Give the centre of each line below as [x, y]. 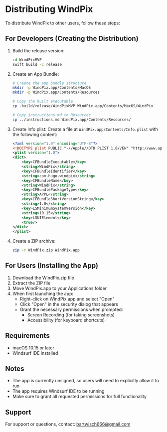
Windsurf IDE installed [35, 353]
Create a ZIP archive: [34, 241]
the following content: [35, 134]
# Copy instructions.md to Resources [52, 115]
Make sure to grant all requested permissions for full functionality [80, 397]
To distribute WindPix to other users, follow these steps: [63, 23]
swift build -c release [37, 64]
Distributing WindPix [49, 9]
